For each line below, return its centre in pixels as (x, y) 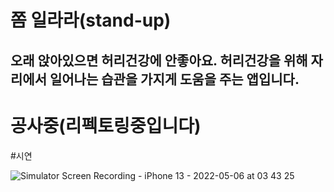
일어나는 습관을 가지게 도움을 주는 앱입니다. (174, 79)
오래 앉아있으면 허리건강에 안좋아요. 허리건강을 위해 (159, 60)
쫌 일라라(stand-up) (91, 20)
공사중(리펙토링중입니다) (106, 125)
